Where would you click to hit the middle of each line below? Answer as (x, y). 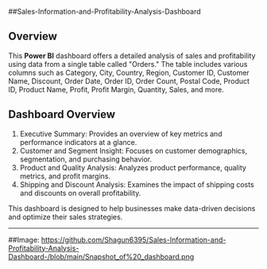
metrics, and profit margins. (65, 176)
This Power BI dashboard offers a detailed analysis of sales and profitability (132, 56)
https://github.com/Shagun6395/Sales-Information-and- (133, 240)
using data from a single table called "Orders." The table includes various (128, 64)
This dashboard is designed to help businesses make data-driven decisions (132, 208)
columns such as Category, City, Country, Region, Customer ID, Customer (129, 72)
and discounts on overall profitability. (80, 193)
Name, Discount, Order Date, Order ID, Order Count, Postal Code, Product (129, 81)
